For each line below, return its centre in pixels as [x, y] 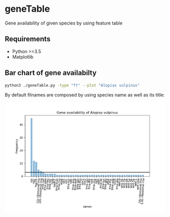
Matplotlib [23, 57]
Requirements [28, 39]
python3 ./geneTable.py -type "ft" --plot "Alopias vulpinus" [72, 85]
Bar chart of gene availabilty [51, 73]
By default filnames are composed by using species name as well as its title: [85, 95]
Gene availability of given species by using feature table [64, 23]
